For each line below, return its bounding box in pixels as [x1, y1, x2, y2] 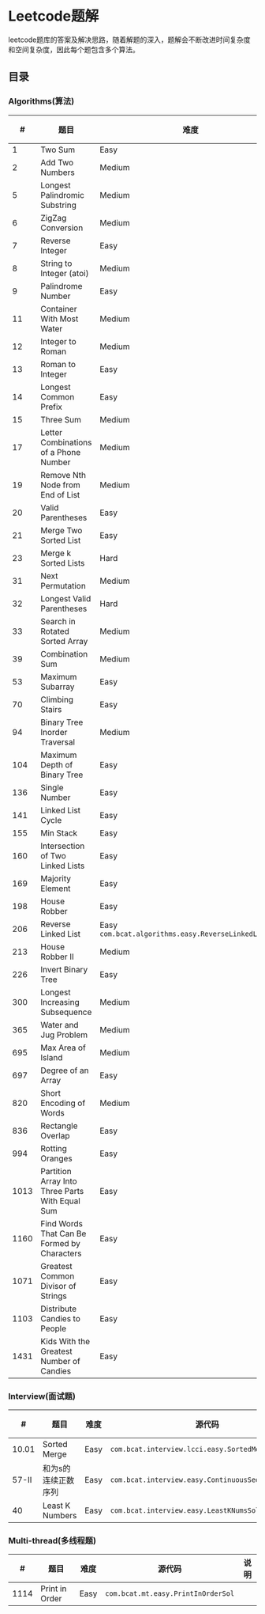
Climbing [40, 694, 73, 705]
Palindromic [40, 189, 85, 200]
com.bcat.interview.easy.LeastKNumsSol [110, 1506, 260, 1515]
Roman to [40, 358, 77, 369]
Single [40, 782, 65, 793]
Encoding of [40, 1097, 86, 1108]
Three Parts [40, 1185, 84, 1196]
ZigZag [40, 212, 67, 223]
